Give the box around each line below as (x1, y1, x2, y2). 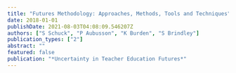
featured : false (7, 49, 55, 56)
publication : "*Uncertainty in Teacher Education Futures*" (7, 56, 188, 63)
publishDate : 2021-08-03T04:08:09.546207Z (7, 23, 133, 30)
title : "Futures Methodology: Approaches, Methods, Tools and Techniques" (7, 10, 231, 17)
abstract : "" (7, 42, 46, 49)
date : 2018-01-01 (7, 17, 58, 24)
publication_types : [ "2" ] (7, 36, 83, 43)
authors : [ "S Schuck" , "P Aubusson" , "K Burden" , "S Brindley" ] (7, 29, 199, 37)
